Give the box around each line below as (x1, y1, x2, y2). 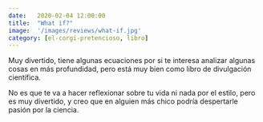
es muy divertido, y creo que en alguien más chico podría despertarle (8, 96, 238, 106)
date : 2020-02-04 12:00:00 (8, 11, 106, 20)
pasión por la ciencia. (8, 105, 79, 115)
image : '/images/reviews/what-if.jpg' (8, 26, 142, 34)
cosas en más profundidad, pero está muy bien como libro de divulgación (8, 65, 252, 74)
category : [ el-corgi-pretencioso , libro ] (8, 33, 149, 42)
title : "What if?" (8, 19, 74, 27)
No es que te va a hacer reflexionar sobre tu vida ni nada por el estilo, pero (8, 89, 256, 98)
